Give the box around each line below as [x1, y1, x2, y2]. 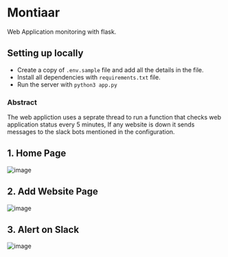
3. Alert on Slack [7, 224, 80, 236]
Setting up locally [7, 47, 84, 59]
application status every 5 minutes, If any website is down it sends [7, 120, 195, 128]
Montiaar [7, 5, 60, 21]
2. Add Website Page [7, 186, 98, 197]
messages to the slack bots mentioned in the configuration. [7, 128, 175, 136]
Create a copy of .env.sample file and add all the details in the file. [16, 65, 204, 74]
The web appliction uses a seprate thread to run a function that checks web [7, 113, 222, 122]
